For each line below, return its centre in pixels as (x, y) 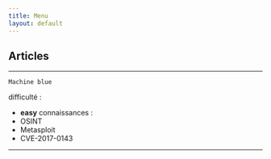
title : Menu (28, 16)
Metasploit (38, 130)
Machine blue (30, 82)
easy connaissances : (56, 113)
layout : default (35, 23)
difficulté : (25, 97)
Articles (29, 56)
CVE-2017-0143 (46, 139)
